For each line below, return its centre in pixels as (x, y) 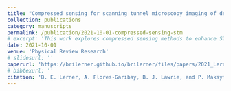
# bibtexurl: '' (30, 70)
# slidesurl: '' (30, 58)
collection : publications (44, 20)
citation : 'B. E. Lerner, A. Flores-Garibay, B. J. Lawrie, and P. (106, 77)
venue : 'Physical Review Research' (58, 52)
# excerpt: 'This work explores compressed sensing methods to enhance (112, 39)
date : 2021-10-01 (32, 45)
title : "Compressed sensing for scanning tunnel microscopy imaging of (112, 13)
